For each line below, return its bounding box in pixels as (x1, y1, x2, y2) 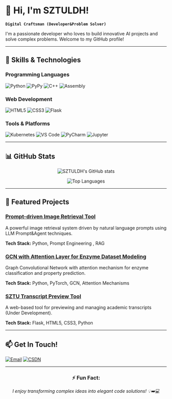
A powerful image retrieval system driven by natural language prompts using (5, 225, 167, 231)
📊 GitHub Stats (5, 152, 55, 161)
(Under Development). (5, 310, 53, 316)
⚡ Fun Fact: (72, 374, 100, 382)
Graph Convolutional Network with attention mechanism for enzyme (5, 265, 148, 271)
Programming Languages (5, 71, 70, 78)
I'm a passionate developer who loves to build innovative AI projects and (5, 30, 158, 36)
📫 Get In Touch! (5, 340, 58, 349)
